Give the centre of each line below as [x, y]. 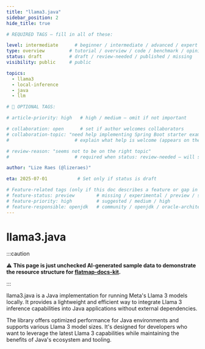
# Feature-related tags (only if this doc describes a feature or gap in [102, 190]
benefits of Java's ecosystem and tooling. [59, 340]
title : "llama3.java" [34, 12]
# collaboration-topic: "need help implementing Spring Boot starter [97, 135]
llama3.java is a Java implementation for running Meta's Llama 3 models [97, 295]
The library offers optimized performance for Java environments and [92, 320]
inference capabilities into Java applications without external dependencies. [102, 309]
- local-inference [35, 85]
